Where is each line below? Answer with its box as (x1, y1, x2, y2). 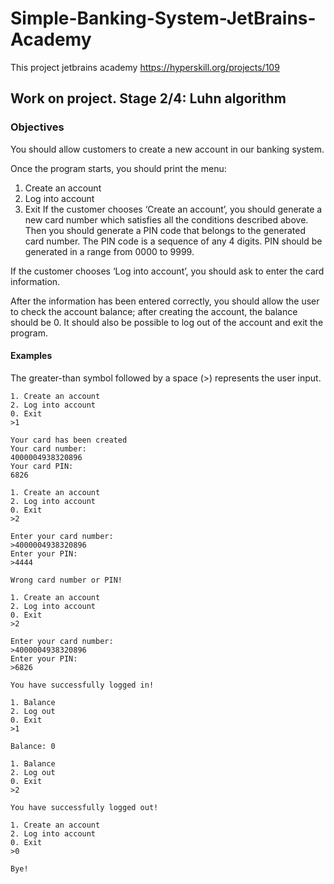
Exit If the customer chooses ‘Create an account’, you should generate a (24, 203, 323, 215)
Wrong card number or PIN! (10, 575, 123, 585)
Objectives (10, 120, 65, 134)
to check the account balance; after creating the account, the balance (10, 305, 298, 317)
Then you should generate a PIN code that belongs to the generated (24, 224, 307, 236)
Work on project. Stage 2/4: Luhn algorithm (10, 90, 287, 107)
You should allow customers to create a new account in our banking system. (10, 143, 325, 155)
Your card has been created (10, 435, 128, 445)
